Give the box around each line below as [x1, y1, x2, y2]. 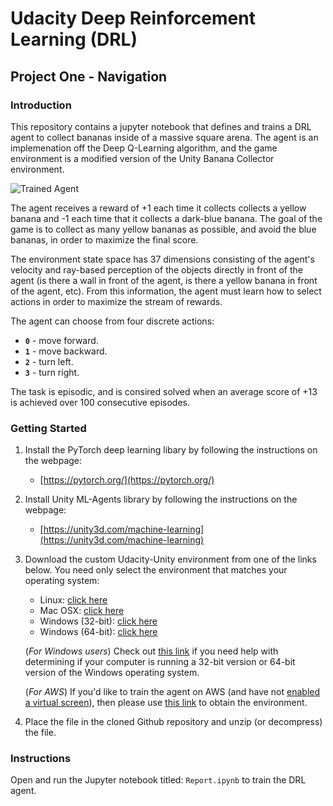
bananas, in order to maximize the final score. [10, 233, 199, 246]
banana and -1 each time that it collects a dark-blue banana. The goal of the [10, 212, 323, 224]
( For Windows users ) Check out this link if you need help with [24, 645, 279, 657]
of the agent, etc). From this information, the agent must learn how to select [10, 285, 322, 297]
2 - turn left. [24, 355, 74, 367]
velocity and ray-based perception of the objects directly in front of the [10, 263, 303, 276]
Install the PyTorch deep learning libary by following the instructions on [24, 444, 318, 456]
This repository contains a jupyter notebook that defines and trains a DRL [10, 120, 312, 132]
